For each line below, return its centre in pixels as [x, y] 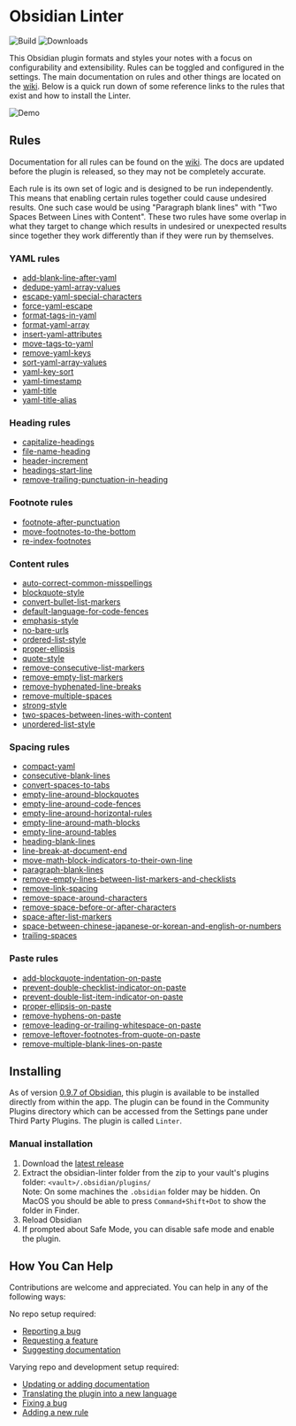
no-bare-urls [45, 629]
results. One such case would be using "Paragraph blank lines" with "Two [143, 207]
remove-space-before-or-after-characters [99, 907]
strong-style [45, 705]
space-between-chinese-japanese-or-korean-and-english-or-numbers [152, 926]
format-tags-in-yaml [59, 315]
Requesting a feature [60, 1341]
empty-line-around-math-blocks [81, 823]
